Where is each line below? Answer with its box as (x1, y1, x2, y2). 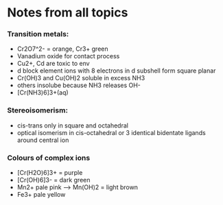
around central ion (16, 136, 69, 144)
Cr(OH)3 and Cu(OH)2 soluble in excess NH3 (16, 74, 145, 82)
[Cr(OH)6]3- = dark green (16, 176, 91, 184)
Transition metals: (7, 29, 69, 39)
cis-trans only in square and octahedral (16, 121, 129, 130)
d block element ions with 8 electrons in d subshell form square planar (16, 67, 216, 75)
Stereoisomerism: (7, 106, 69, 115)
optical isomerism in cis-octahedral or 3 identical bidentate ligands (16, 128, 206, 136)
